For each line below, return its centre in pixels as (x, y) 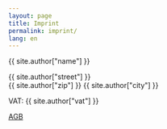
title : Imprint (34, 23)
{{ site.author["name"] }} (49, 61)
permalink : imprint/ (43, 31)
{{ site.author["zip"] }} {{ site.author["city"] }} (83, 85)
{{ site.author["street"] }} (50, 77)
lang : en (23, 38)
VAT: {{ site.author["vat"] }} (54, 101)
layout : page (30, 16)
